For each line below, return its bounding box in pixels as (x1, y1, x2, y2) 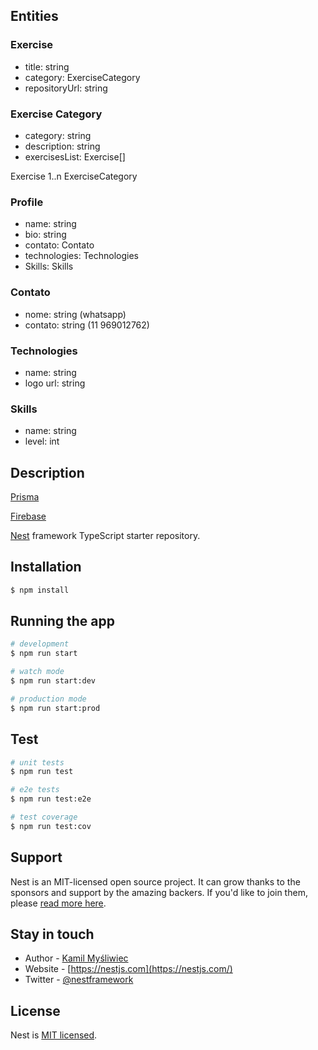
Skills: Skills (24, 260, 74, 273)
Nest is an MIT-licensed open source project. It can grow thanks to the (10, 875, 301, 888)
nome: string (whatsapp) (24, 308, 127, 320)
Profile (10, 195, 44, 209)
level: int (24, 435, 60, 448)
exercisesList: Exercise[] (24, 150, 126, 163)
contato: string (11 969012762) (24, 319, 150, 331)
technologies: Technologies (24, 250, 139, 262)
